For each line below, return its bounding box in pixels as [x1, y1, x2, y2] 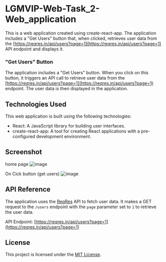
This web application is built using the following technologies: [5, 113, 132, 120]
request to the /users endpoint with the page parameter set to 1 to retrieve [5, 204, 157, 210]
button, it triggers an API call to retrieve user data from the [5, 75, 125, 81]
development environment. [36, 133, 91, 139]
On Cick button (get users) [5, 170, 60, 177]
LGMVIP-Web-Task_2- [5, 3, 100, 14]
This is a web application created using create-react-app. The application [5, 30, 156, 36]
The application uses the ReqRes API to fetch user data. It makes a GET [5, 198, 152, 204]
